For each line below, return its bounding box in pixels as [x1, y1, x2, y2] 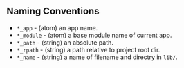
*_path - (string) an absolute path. [16, 38, 113, 47]
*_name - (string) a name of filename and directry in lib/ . [16, 53, 178, 61]
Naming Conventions [6, 5, 100, 17]
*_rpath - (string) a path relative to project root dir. [16, 45, 160, 54]
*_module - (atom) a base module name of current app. [16, 31, 172, 39]
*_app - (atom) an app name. [16, 23, 98, 32]
